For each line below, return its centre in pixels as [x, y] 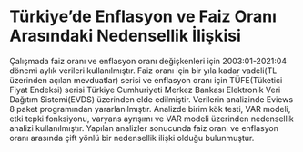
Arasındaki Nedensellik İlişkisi [125, 36]
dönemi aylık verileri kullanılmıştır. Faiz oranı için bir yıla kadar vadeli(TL [143, 71]
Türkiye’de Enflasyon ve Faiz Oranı [143, 17]
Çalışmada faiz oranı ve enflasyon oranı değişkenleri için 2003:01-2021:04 [148, 61]
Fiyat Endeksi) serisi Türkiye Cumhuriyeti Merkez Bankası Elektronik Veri [145, 90]
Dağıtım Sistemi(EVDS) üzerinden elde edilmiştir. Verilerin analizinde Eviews [151, 99]
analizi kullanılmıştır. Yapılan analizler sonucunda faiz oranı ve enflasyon [144, 128]
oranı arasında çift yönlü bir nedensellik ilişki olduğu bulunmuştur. [132, 138]
